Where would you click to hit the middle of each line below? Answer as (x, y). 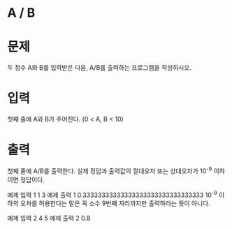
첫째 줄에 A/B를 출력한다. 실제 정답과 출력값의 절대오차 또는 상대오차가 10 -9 (110, 170)
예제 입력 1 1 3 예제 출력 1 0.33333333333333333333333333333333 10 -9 (113, 194)
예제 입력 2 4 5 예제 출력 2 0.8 (49, 219)
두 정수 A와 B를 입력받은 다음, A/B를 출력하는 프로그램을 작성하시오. (100, 68)
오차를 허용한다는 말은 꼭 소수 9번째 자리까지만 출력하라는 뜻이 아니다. (115, 203)
